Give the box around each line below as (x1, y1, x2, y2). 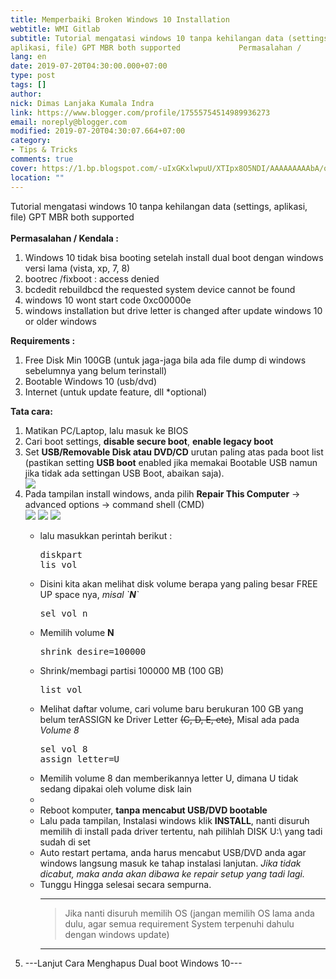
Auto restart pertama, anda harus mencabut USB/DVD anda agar (39, 846, 307, 858)
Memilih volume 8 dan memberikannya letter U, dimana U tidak (39, 772, 299, 784)
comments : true (10, 154, 74, 164)
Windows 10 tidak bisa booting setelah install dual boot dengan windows (24, 251, 324, 263)
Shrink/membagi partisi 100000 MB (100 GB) (39, 664, 225, 676)
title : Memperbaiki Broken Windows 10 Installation (10, 14, 230, 25)
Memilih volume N (39, 626, 115, 638)
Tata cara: (10, 405, 53, 417)
